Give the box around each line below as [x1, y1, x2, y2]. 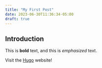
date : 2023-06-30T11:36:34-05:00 [5, 12, 74, 17]
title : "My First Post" [5, 7, 54, 12]
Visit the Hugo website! [5, 57, 53, 63]
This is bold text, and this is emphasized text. [5, 48, 97, 54]
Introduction [5, 34, 44, 43]
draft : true [5, 16, 30, 21]
